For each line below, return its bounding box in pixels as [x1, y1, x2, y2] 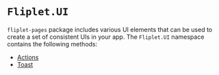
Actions [16, 53, 39, 61]
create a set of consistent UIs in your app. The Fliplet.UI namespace [7, 33, 205, 41]
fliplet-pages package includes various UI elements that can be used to [7, 25, 213, 33]
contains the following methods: [7, 40, 98, 48]
